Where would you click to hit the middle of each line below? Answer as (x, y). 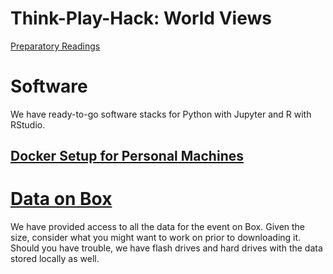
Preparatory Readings (55, 46)
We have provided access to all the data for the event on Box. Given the (158, 227)
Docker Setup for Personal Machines (127, 156)
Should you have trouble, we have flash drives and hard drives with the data (166, 248)
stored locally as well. (55, 259)
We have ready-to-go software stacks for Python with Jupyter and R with (161, 114)
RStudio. (28, 124)
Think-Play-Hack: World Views (141, 18)
